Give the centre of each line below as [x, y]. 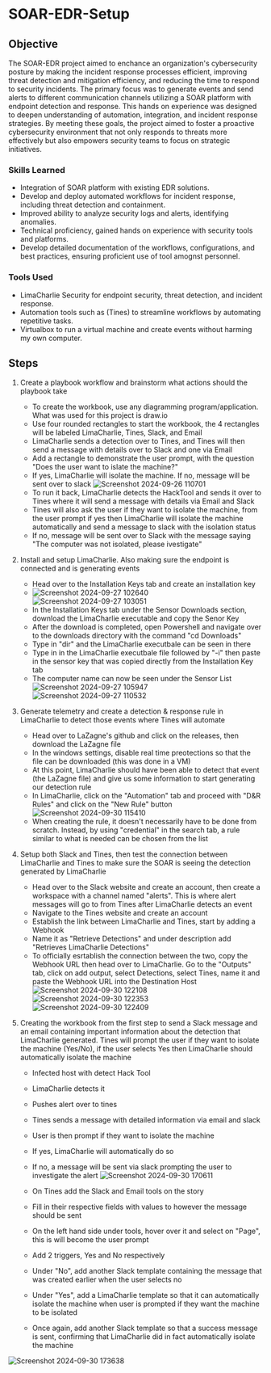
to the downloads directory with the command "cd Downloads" [137, 636]
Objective [33, 44]
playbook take [44, 391]
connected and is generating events [80, 569]
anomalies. [38, 222]
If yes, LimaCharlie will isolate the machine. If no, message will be [141, 476]
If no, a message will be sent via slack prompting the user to [132, 1167]
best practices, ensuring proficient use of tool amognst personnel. [130, 256]
